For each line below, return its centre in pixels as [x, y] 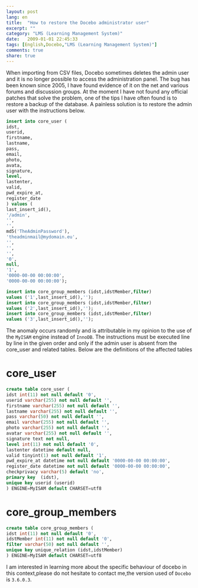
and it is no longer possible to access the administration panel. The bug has [98, 79]
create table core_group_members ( [50, 528]
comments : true [25, 50]
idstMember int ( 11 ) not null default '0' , [59, 539]
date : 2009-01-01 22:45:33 [42, 39]
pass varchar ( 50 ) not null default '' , [55, 417]
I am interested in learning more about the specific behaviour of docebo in [97, 567]
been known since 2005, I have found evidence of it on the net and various [98, 85]
